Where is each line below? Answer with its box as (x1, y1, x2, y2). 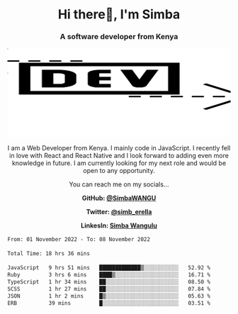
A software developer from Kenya (59, 32, 178, 42)
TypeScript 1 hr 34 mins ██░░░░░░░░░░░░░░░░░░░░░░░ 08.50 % (7, 279, 211, 286)
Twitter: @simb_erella (86, 208, 152, 216)
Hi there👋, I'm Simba (57, 6, 181, 23)
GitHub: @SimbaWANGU (81, 194, 157, 203)
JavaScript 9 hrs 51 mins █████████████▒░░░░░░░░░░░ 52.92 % (7, 264, 211, 271)
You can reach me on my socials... (69, 180, 169, 189)
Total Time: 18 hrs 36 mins (7, 250, 91, 257)
